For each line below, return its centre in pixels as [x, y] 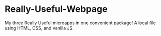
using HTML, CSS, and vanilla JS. [39, 28]
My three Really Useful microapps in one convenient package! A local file [80, 23]
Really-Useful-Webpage [56, 9]
